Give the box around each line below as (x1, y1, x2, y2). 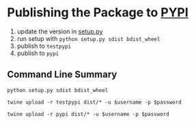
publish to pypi (16, 49, 59, 57)
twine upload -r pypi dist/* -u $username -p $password (7, 110, 169, 117)
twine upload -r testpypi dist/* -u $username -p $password (7, 99, 182, 106)
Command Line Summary (7, 69, 117, 80)
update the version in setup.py (16, 27, 103, 35)
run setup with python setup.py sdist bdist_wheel (16, 34, 160, 42)
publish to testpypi (16, 42, 72, 50)
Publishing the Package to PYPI (7, 5, 189, 20)
